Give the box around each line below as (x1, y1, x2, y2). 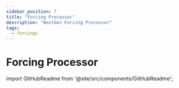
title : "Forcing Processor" (6, 14, 76, 20)
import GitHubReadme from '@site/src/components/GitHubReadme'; (6, 75, 173, 82)
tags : (6, 25, 19, 31)
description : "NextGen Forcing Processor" (6, 19, 112, 25)
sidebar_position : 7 (6, 8, 57, 15)
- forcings (11, 31, 38, 36)
